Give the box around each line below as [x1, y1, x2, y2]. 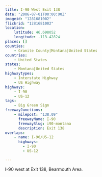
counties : [5, 44, 25, 49]
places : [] [5, 39, 27, 44]
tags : [5, 99, 16, 103]
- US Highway [14, 80, 41, 85]
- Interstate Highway [14, 76, 58, 80]
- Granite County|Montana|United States [14, 48, 98, 53]
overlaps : [5, 130, 25, 135]
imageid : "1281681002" [5, 16, 51, 21]
